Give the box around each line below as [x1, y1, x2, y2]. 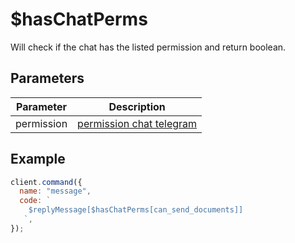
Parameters [10, 70, 85, 87]
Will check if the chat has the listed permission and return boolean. [10, 41, 287, 53]
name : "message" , [19, 186, 92, 197]
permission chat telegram [77, 116, 198, 130]
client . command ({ [10, 177, 83, 187]
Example [10, 151, 66, 168]
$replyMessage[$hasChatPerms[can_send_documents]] [28, 205, 244, 215]
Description [108, 99, 166, 113]
